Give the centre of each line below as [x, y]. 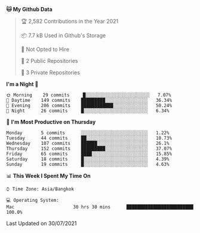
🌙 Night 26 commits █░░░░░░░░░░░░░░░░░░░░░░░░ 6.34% [88, 111]
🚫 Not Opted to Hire [45, 49]
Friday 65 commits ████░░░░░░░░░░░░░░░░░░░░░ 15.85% [89, 154]
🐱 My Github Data [29, 9]
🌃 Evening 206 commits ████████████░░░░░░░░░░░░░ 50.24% [89, 105]
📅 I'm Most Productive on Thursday [51, 122]
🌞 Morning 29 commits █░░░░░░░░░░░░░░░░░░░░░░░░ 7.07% [89, 95]
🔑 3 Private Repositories [50, 72]
